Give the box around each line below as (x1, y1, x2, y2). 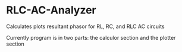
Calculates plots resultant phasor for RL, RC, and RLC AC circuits (6, 23, 165, 30)
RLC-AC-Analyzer (6, 4, 96, 17)
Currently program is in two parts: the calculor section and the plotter (6, 34, 176, 41)
